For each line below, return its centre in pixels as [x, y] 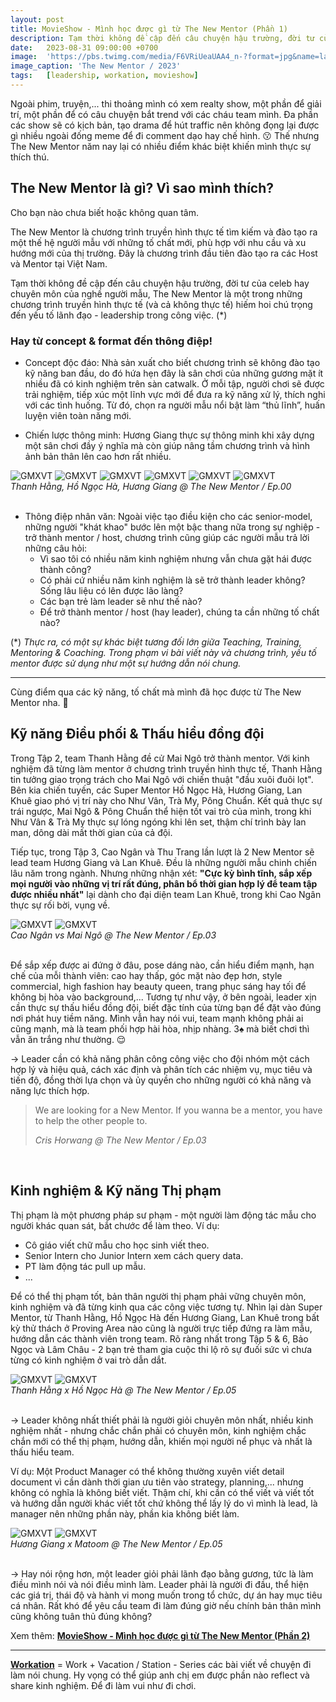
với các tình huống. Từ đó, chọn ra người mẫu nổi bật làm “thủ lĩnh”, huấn [175, 405]
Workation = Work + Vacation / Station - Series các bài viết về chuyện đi [161, 1664]
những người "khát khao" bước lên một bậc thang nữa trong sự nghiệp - [172, 527]
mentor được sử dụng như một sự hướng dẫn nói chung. [126, 663]
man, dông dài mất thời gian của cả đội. [91, 832]
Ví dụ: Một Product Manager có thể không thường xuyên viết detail [147, 1471]
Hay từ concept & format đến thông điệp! [111, 341]
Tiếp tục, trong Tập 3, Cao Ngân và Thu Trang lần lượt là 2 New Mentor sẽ [162, 852]
